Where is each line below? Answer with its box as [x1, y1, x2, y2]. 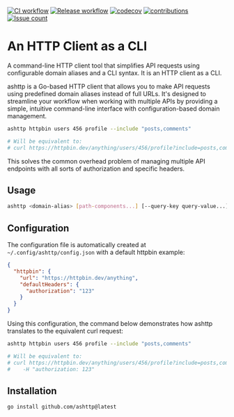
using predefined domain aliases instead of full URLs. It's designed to [7, 89, 207, 97]
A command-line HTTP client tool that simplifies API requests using [7, 61, 200, 70]
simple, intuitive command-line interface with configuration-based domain [7, 104, 220, 113]
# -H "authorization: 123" [7, 365, 95, 372]
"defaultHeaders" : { [19, 281, 79, 288]
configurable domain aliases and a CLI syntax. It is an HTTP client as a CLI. [7, 68, 222, 77]
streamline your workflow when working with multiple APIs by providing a [7, 97, 218, 105]
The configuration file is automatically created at [7, 241, 146, 249]
